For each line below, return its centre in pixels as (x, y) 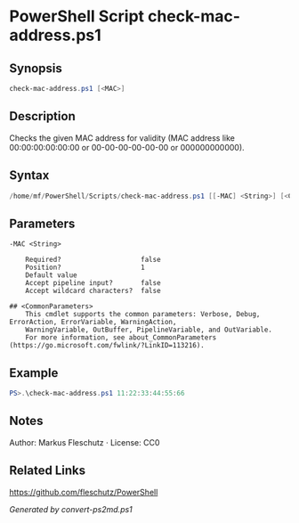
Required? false (93, 260)
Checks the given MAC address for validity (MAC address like (122, 138)
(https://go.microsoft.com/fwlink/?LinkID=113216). (107, 346)
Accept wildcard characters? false (93, 291)
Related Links (48, 471)
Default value (51, 275)
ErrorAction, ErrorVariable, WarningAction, (93, 323)
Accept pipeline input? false (93, 283)
